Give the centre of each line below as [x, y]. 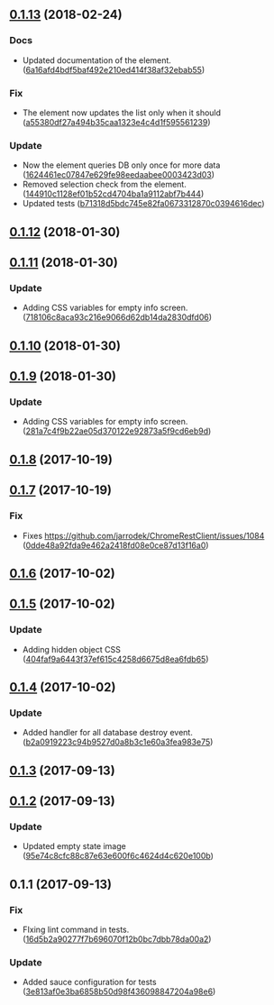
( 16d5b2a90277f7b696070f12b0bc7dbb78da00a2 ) [117, 939]
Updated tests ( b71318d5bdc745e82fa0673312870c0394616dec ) [143, 204]
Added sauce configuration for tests [89, 982]
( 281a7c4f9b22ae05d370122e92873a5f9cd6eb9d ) [117, 431]
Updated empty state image [74, 846]
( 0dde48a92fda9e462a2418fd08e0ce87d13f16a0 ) [115, 545]
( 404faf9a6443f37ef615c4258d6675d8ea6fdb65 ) [115, 659]
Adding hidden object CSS [72, 649]
